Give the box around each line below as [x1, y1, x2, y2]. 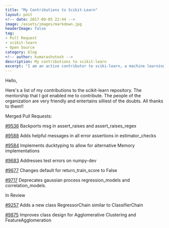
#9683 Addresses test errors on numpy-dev [5, 157, 97, 164]
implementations [5, 148, 40, 154]
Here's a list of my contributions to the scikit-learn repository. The [5, 87, 142, 93]
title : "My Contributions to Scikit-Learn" [5, 7, 98, 13]
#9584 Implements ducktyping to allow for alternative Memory [5, 142, 135, 149]
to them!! [5, 103, 24, 109]
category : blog [5, 49, 37, 54]
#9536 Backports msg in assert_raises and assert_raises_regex [5, 123, 137, 129]
